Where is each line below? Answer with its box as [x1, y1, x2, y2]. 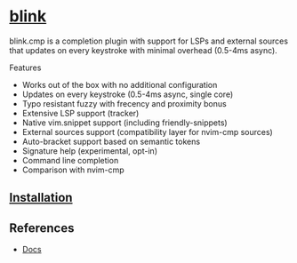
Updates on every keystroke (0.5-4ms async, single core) [21, 89, 234, 100]
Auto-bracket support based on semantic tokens [21, 136, 201, 147]
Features [9, 62, 42, 73]
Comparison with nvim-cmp [21, 164, 124, 175]
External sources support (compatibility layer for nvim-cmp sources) [21, 126, 273, 137]
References [9, 220, 75, 235]
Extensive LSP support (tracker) [21, 108, 140, 118]
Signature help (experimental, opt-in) [21, 145, 158, 156]
